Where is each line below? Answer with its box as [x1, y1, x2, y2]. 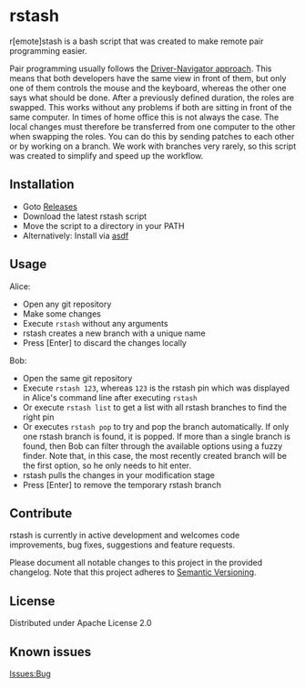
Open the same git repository [22, 372, 133, 383]
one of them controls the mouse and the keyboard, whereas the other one [9, 82, 287, 93]
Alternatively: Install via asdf [22, 230, 129, 241]
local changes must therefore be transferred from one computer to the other [9, 120, 296, 132]
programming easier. [9, 45, 87, 56]
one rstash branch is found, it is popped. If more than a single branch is [22, 431, 291, 442]
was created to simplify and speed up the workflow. [9, 150, 204, 161]
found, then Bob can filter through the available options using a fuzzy [22, 440, 283, 452]
